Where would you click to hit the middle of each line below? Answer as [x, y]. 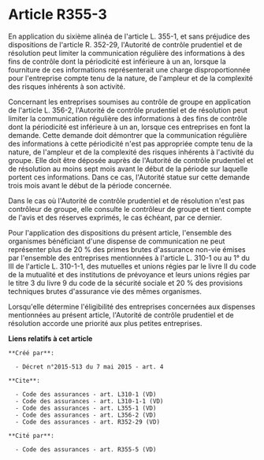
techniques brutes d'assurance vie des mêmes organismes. [105, 291]
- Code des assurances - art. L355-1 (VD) [86, 408]
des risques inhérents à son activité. [67, 86]
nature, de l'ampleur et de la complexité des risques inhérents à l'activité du [131, 152]
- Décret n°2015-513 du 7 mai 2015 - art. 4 [89, 367]
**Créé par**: [32, 353]
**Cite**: [24, 380]
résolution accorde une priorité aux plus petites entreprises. [105, 323]
